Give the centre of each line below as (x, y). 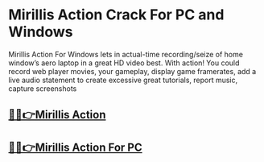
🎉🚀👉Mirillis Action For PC (75, 147)
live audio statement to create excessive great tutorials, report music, (123, 80)
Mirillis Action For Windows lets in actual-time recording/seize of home (126, 54)
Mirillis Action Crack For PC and (116, 15)
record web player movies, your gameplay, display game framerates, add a (132, 71)
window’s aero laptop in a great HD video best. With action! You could (124, 63)
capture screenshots (43, 88)
